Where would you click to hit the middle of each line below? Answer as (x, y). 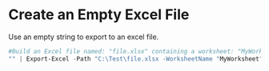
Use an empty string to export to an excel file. (84, 37)
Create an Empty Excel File (99, 15)
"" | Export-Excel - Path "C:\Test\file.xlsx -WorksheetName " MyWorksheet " (136, 59)
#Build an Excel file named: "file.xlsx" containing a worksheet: (121, 51)
